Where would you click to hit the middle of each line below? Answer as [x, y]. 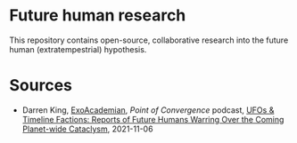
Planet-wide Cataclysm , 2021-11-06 [87, 129]
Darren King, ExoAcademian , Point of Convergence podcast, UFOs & [148, 110]
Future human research [98, 16]
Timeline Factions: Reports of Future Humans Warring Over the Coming [153, 119]
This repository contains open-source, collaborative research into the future [149, 40]
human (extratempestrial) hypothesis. [78, 49]
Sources [41, 86]
